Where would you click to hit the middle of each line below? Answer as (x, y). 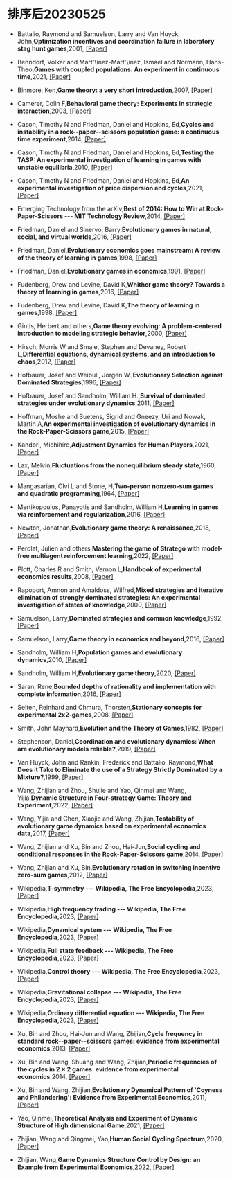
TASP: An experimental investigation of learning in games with (109, 159)
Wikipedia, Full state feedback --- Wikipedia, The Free (95, 950)
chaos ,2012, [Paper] (46, 362)
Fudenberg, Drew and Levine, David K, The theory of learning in (108, 305)
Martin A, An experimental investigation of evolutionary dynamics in (116, 424)
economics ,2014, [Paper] (54, 1076)
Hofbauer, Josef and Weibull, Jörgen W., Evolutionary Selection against (120, 375)
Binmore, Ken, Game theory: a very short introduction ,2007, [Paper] (115, 90)
